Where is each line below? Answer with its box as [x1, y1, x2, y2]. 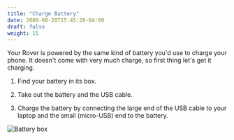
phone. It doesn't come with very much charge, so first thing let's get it [7, 56, 212, 65]
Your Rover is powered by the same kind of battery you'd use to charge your [7, 49, 227, 57]
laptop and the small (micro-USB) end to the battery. [17, 111, 169, 120]
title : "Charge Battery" [7, 10, 80, 17]
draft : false [7, 23, 45, 30]
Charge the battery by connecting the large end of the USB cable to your [17, 104, 227, 112]
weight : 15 [7, 29, 39, 37]
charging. [7, 63, 35, 72]
